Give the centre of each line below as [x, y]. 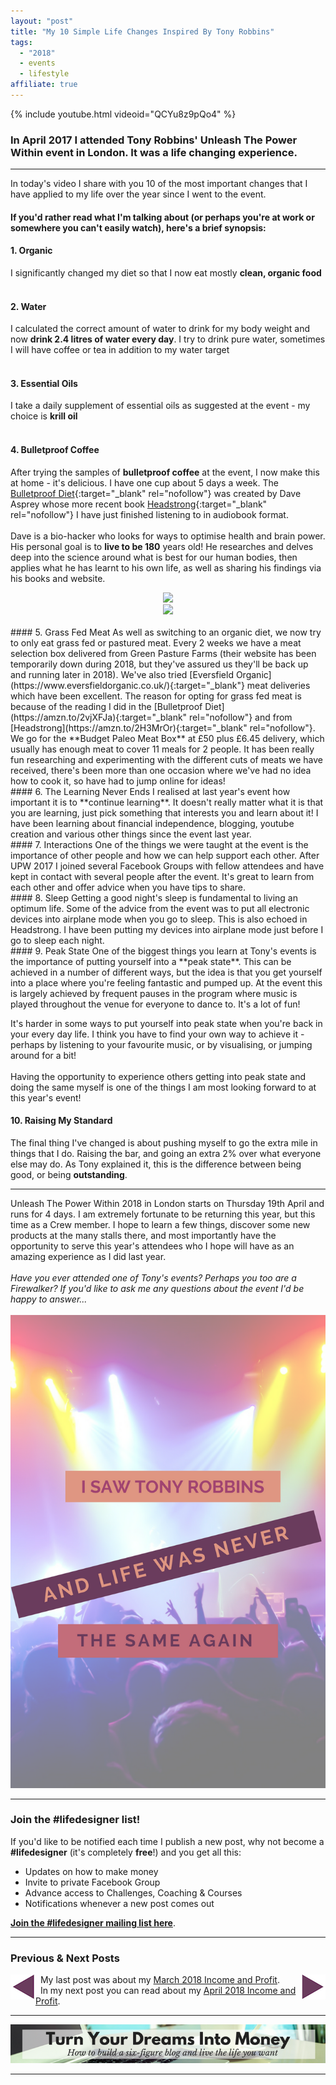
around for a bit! [43, 1055]
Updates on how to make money [91, 1871]
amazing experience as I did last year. [88, 1256]
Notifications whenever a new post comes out [119, 1903]
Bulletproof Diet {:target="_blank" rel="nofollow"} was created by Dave [156, 493]
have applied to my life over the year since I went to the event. [138, 194]
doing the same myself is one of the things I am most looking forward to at [163, 1087]
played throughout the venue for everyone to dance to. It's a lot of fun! [155, 1004]
